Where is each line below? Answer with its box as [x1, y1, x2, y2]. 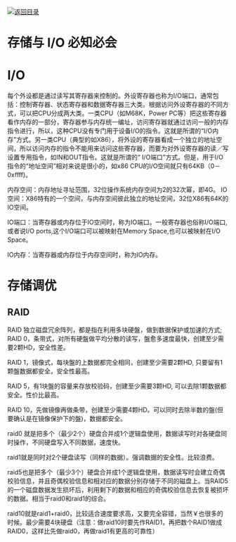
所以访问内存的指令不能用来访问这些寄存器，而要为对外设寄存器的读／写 [19, 144, 229, 153]
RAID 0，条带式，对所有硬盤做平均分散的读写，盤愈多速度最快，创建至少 [7, 335, 218, 343]
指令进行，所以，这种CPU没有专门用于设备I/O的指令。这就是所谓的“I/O [7, 127, 213, 135]
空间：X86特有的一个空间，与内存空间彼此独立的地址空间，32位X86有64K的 [7, 194, 229, 203]
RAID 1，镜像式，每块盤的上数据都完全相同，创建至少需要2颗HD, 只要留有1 [7, 359, 223, 367]
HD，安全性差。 [23, 343, 70, 351]
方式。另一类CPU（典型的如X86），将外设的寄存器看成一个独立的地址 [16, 136, 216, 144]
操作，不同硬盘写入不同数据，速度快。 [13, 438, 124, 446]
